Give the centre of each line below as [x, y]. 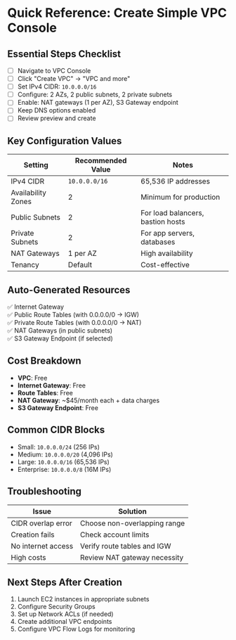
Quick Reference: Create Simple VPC [117, 13]
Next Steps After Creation [65, 582]
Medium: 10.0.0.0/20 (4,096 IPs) [65, 454]
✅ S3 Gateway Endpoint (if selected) [60, 338]
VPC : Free [32, 378]
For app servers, [168, 233]
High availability [166, 253]
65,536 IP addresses [175, 181]
